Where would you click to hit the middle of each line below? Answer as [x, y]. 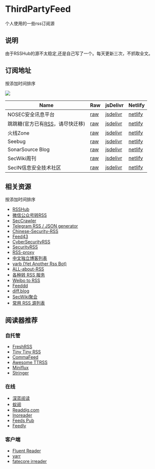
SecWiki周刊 [22, 158]
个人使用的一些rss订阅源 [30, 23]
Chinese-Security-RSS [35, 232]
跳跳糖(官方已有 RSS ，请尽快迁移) [46, 124]
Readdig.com [26, 410]
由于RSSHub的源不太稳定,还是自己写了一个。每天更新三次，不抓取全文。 [79, 53]
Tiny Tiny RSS [26, 352]
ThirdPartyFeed [38, 9]
